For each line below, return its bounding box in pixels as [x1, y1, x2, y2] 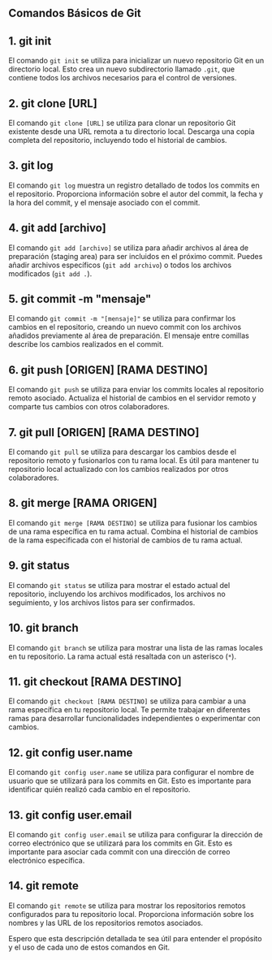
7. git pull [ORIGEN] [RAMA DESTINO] [8, 426, 200, 439]
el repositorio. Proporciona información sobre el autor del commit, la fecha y [8, 188, 264, 198]
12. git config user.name [8, 746, 133, 759]
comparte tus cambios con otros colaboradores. [8, 402, 171, 412]
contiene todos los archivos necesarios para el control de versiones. [8, 73, 237, 83]
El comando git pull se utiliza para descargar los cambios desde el [8, 447, 237, 457]
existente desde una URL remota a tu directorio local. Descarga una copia [8, 127, 255, 136]
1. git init [8, 34, 52, 48]
